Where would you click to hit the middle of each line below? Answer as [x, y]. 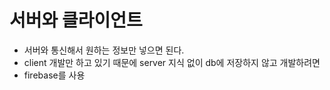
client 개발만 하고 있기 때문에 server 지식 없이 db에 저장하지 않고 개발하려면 [172, 62]
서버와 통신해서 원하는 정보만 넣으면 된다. [104, 50]
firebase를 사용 [54, 75]
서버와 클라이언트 [76, 20]
